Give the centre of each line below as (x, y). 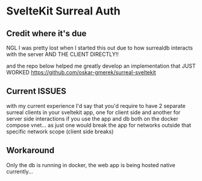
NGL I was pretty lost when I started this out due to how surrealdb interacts (99, 48)
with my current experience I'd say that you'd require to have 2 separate (96, 106)
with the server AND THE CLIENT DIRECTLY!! (63, 54)
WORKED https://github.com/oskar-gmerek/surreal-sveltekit (81, 72)
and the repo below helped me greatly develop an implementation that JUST (101, 66)
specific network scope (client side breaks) (60, 132)
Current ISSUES (36, 91)
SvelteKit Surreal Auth (63, 11)
